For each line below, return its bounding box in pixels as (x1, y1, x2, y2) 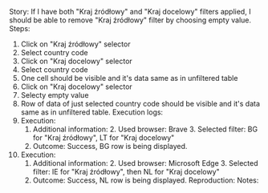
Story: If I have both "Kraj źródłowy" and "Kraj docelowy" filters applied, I (9, 7, 251, 16)
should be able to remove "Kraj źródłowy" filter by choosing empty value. (9, 15, 252, 25)
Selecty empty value (20, 90, 89, 99)
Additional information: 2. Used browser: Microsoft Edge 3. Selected (32, 159, 258, 167)
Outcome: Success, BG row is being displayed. (32, 142, 188, 151)
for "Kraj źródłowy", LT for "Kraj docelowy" (32, 133, 175, 143)
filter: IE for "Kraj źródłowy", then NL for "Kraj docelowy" (32, 167, 220, 176)
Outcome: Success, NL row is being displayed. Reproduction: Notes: (32, 175, 259, 185)
